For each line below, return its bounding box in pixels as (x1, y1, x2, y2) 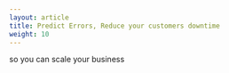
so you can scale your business (9, 54, 125, 65)
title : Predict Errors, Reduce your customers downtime (9, 21, 220, 30)
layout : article (9, 12, 69, 22)
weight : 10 (9, 29, 50, 38)
